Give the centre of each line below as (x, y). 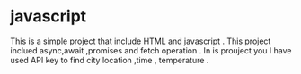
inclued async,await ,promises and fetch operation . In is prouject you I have (151, 50)
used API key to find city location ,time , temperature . (110, 60)
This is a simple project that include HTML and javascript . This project (141, 41)
